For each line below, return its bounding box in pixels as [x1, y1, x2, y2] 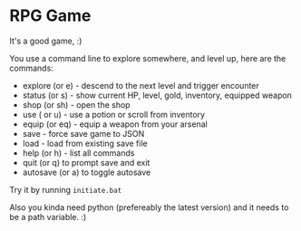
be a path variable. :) [9, 211, 87, 222]
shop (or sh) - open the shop [22, 99, 131, 110]
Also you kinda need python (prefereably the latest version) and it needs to [9, 201, 289, 213]
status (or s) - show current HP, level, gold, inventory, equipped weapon [22, 90, 293, 101]
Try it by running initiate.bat [9, 184, 122, 195]
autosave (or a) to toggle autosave [22, 167, 151, 178]
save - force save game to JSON [22, 128, 145, 139]
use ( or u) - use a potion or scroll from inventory [22, 109, 206, 120]
